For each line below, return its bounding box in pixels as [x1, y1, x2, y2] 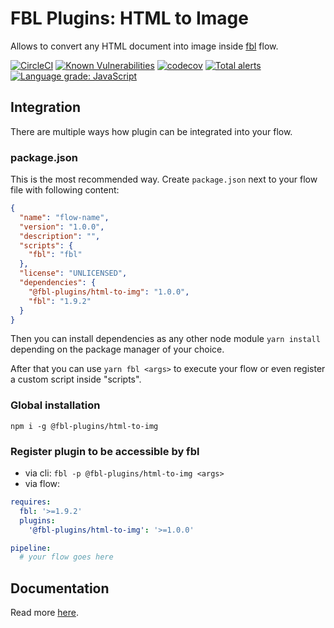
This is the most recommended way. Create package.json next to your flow [10, 173, 318, 186]
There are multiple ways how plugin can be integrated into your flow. [10, 125, 293, 137]
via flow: [24, 478, 61, 490]
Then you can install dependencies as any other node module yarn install [10, 333, 321, 345]
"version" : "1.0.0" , [19, 222, 105, 232]
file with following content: [10, 184, 120, 196]
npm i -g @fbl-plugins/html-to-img [10, 421, 159, 431]
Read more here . [10, 607, 79, 619]
